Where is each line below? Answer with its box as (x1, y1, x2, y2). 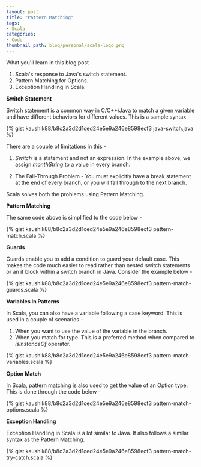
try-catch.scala (6, 454, 44, 461)
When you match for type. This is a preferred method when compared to (14, 333, 195, 341)
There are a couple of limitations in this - (6, 143, 107, 150)
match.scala (6, 232, 37, 239)
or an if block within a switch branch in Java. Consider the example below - (6, 268, 193, 275)
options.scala (6, 406, 40, 413)
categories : (6, 31, 36, 37)
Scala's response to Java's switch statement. (14, 70, 127, 78)
